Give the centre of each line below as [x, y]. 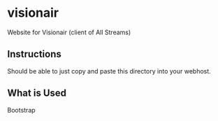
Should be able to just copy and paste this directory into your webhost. [109, 71]
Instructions [34, 54]
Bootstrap [22, 110]
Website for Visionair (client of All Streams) [69, 32]
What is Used [37, 93]
